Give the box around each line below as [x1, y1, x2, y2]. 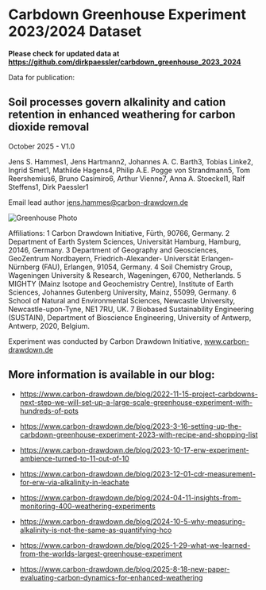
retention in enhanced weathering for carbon [8, 108, 236, 121]
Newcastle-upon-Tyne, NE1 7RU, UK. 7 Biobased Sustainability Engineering [8, 304, 254, 314]
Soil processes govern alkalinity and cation [8, 95, 226, 109]
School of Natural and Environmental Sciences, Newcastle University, [8, 295, 236, 305]
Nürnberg [8, 262, 40, 272]
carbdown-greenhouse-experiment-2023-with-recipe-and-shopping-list [19, 430, 258, 439]
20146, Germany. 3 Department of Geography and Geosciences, [8, 245, 219, 255]
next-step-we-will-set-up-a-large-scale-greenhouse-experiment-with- [19, 397, 253, 407]
